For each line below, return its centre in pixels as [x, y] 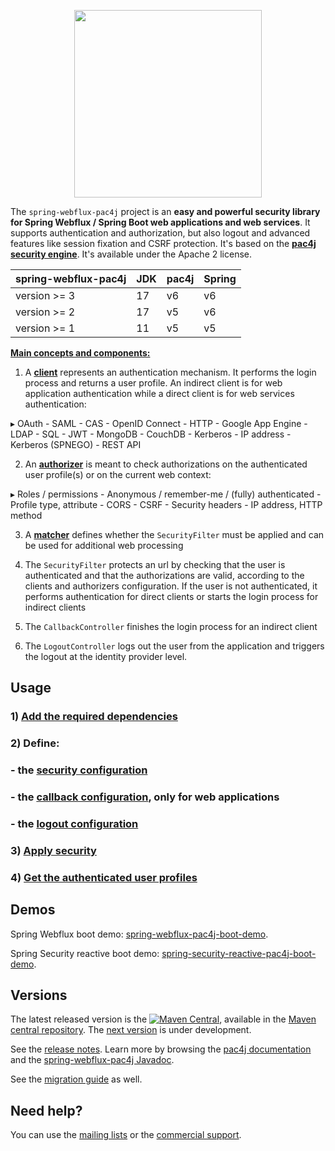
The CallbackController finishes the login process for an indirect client [171, 626]
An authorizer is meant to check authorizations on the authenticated [166, 464]
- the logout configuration [74, 823]
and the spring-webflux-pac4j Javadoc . [92, 1060]
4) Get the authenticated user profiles [104, 877]
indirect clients [55, 607]
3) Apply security [53, 850]
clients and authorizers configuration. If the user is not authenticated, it [171, 586]
